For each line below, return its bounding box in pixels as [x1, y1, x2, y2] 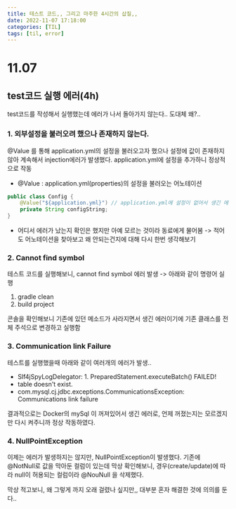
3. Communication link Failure [7, 342, 111, 352]
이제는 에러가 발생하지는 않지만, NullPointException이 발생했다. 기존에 [7, 453, 201, 461]
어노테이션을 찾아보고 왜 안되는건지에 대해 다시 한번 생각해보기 [25, 235, 196, 243]
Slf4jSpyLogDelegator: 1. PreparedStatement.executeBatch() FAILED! [17, 372, 216, 380]
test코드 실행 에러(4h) [7, 89, 100, 102]
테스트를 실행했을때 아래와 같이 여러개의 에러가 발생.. [7, 358, 152, 366]
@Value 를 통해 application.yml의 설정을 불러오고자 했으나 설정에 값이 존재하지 [7, 146, 225, 155]
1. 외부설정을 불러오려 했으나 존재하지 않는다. [7, 129, 150, 139]
